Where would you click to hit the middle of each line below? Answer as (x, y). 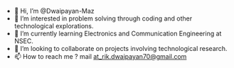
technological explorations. (54, 26)
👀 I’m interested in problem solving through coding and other (103, 18)
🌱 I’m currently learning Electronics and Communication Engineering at (118, 33)
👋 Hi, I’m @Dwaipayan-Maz (54, 11)
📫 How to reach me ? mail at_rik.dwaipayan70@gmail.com (100, 56)
